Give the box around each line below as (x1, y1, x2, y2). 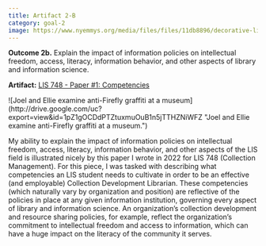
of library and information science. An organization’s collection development (8, 204, 257, 213)
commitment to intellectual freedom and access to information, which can (8, 221, 249, 230)
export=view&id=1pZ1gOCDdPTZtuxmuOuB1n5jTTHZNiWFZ (8, 113, 203, 122)
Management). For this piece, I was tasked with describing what (8, 162, 217, 171)
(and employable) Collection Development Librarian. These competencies (8, 179, 249, 188)
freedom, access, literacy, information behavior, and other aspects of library (8, 56, 256, 66)
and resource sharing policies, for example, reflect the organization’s (8, 212, 232, 222)
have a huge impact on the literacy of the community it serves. (8, 229, 212, 239)
